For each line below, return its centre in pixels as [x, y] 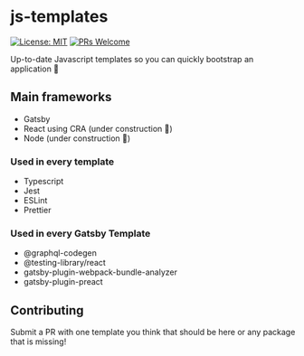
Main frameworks [61, 97]
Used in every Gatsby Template [81, 233]
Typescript [43, 182]
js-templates [59, 17]
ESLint [35, 201]
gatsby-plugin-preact [63, 282]
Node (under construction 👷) [77, 138]
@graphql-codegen [60, 253]
